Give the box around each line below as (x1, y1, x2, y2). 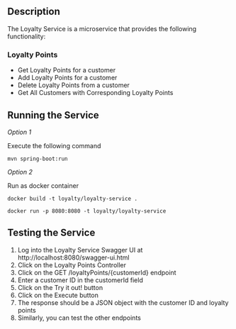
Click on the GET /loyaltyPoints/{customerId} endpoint (17, 268, 176, 277)
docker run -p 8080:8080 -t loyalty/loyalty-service (7, 207, 167, 215)
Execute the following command (7, 141, 101, 150)
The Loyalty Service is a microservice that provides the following (7, 24, 197, 33)
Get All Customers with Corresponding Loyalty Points (17, 89, 174, 97)
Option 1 (7, 128, 32, 136)
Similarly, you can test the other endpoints (17, 313, 142, 322)
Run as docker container (7, 181, 79, 190)
